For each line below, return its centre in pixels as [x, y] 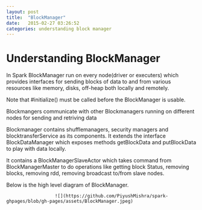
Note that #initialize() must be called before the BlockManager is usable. [96, 100]
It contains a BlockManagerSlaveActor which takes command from [89, 161]
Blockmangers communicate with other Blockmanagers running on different [100, 112]
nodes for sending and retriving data [52, 118]
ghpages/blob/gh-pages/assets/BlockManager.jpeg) [70, 202]
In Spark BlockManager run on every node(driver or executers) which [93, 75]
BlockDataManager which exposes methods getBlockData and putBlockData [101, 142]
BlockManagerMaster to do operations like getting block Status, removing [98, 167]
